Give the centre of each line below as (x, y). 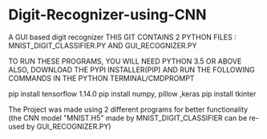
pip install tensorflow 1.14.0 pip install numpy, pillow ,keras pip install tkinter (132, 93)
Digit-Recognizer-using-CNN (107, 15)
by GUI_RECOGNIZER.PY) (69, 126)
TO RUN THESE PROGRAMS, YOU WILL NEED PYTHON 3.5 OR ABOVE (125, 61)
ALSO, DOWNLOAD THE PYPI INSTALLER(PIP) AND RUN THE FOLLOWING (131, 69)
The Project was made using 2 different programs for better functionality (128, 109)
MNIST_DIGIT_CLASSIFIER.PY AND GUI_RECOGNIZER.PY (103, 45)
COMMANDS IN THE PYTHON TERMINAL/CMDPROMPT (101, 78)
